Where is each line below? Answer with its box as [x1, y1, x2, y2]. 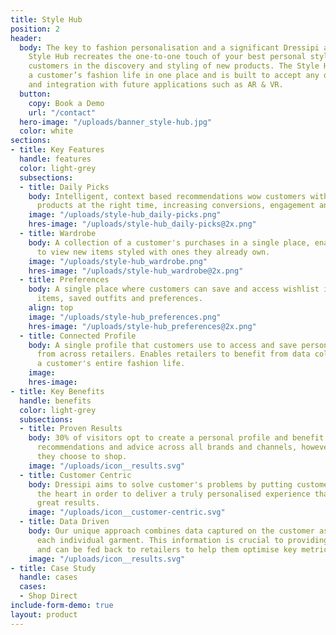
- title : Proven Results [19, 424, 123, 434]
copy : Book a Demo [28, 98, 105, 108]
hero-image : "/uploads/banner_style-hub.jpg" [19, 117, 213, 127]
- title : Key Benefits [10, 386, 105, 396]
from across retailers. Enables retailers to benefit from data [36, 349, 311, 360]
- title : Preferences [19, 275, 110, 285]
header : [10, 33, 43, 43]
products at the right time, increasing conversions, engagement [36, 201, 315, 211]
